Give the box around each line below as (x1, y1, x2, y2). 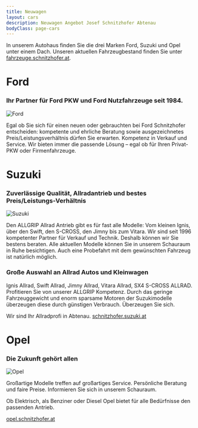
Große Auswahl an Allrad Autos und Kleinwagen (6, 268, 149, 277)
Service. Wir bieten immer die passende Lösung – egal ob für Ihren (6, 141, 171, 148)
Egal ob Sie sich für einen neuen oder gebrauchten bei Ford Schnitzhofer (6, 122, 186, 129)
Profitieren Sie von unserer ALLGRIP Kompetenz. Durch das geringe (6, 288, 173, 295)
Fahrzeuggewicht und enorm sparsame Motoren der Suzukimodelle (6, 294, 172, 302)
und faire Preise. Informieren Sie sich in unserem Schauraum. (6, 386, 157, 393)
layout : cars (6, 14, 39, 20)
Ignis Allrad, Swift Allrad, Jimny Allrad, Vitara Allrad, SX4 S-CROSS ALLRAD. (6, 281, 193, 289)
